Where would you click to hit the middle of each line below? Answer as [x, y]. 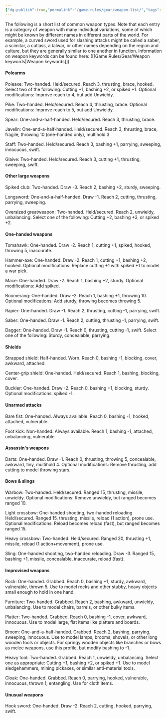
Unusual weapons [24, 694]
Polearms [15, 73]
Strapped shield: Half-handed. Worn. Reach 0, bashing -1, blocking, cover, [82, 358]
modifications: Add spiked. [33, 286]
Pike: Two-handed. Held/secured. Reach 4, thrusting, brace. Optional [76, 104]
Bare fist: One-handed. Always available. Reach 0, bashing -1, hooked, [77, 416]
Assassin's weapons [27, 448]
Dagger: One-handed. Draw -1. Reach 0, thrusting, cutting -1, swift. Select [81, 330]
